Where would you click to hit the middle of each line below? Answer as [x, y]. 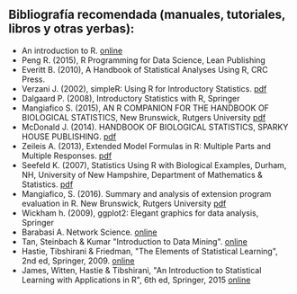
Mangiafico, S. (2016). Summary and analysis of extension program [146, 193]
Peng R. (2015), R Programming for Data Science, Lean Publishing [144, 60]
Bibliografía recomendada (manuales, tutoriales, [147, 15]
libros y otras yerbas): [72, 29]
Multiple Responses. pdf [67, 156]
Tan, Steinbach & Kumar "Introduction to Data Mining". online [135, 241]
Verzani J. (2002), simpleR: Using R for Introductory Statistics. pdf [144, 88]
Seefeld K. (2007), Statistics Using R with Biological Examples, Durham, [154, 165]
